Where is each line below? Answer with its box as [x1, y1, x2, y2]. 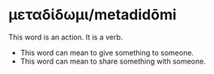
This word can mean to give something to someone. [19, 47, 195, 57]
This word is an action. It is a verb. [8, 32, 123, 42]
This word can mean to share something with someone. [19, 56, 207, 66]
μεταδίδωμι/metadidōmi [8, 6, 177, 24]
